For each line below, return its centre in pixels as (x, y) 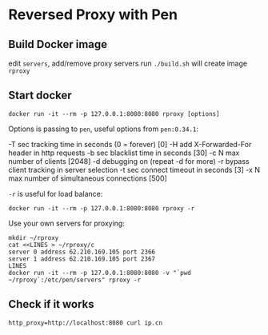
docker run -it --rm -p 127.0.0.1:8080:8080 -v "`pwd (100, 273)
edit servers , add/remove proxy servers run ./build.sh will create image (128, 63)
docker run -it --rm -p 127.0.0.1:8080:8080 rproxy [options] (114, 114)
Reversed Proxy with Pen (93, 15)
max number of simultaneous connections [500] (88, 178)
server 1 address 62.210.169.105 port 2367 (82, 259)
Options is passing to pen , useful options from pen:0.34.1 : (103, 129)
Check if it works (51, 304)
